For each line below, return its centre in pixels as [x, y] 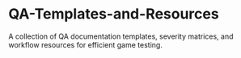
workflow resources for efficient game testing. [86, 44]
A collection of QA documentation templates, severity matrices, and [121, 36]
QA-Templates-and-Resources [114, 14]
